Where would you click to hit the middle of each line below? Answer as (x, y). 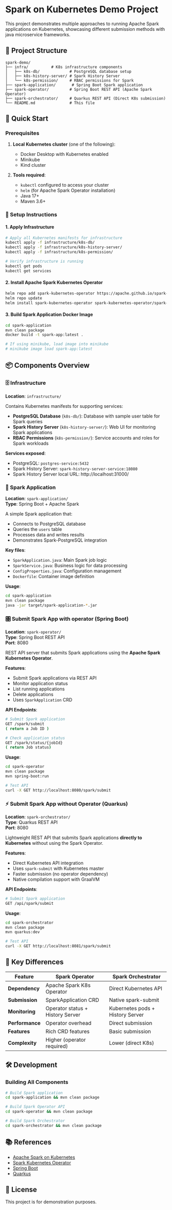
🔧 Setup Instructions (31, 215)
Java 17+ (30, 196)
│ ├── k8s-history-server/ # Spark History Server (63, 76)
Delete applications (33, 694)
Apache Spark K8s (68, 985)
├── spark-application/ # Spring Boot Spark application (74, 85)
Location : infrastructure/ (33, 396)
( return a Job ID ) (27, 729)
